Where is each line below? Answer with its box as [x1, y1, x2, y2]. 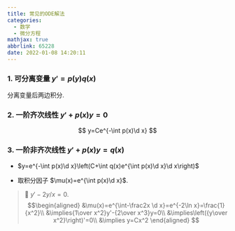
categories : [7, 17, 42, 24]
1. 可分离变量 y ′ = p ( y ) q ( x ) [7, 73, 97, 83]
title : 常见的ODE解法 [7, 10, 65, 17]
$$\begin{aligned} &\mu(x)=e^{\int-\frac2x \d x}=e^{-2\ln [27, 201, 192, 209]
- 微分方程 [13, 29, 41, 37]
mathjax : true [7, 36, 49, 43]
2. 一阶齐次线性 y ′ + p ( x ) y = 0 [7, 110, 108, 120]
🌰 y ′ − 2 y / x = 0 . [24, 190, 69, 198]
